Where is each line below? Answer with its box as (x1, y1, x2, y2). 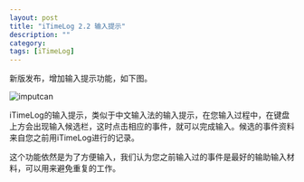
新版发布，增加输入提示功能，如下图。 (9, 73, 152, 84)
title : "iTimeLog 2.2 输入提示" (9, 22, 127, 31)
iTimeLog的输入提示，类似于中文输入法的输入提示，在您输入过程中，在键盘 (9, 110, 290, 120)
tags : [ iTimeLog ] (9, 47, 75, 56)
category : (9, 38, 47, 48)
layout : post (9, 13, 59, 23)
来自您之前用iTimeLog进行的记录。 (9, 132, 140, 143)
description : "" (9, 30, 71, 39)
